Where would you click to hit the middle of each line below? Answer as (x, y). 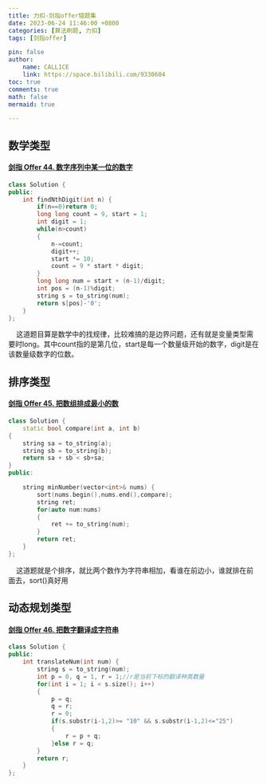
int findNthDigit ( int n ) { (67, 199)
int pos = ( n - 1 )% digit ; (76, 289)
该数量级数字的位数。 (43, 354)
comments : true (33, 89)
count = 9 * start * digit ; (98, 266)
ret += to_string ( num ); (90, 524)
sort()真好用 (49, 580)
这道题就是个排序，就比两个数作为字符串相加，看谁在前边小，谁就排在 (131, 570)
